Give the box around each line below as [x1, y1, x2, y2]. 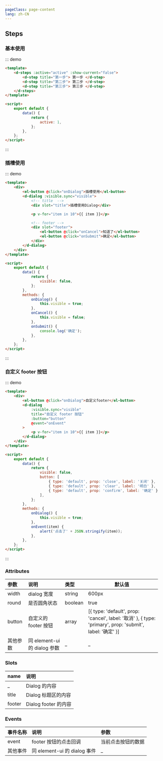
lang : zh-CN [5, 12, 29, 17]
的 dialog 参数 [28, 644, 60, 651]
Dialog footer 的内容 [26, 700, 72, 707]
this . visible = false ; [39, 315, 86, 320]
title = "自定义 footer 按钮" [31, 411, 84, 417]
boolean [65, 599, 84, 606]
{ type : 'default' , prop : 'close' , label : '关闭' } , [48, 479, 156, 484]
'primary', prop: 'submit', [88, 621, 145, 628]
